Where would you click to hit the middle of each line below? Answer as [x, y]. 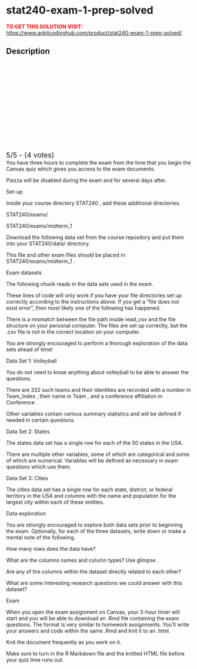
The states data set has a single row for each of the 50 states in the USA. [95, 442]
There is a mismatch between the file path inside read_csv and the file [91, 319]
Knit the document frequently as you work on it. [64, 642]
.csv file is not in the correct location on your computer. [73, 332]
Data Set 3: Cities [27, 478]
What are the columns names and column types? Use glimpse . [82, 560]
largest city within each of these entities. [55, 502]
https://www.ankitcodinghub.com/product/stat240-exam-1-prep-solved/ [94, 32]
